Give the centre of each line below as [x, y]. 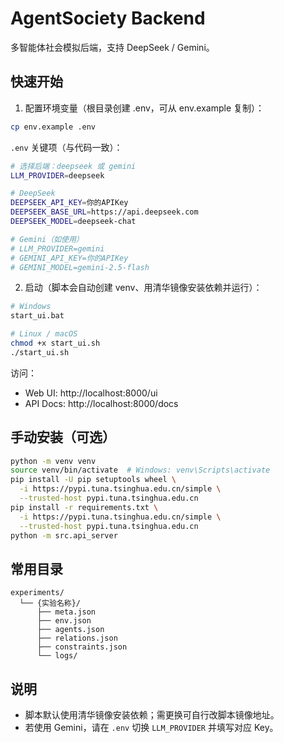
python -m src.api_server [64, 535]
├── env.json [64, 621]
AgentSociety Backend [108, 18]
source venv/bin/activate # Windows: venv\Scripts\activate [140, 470]
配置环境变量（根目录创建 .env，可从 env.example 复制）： [144, 108]
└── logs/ [57, 656]
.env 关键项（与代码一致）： [66, 147]
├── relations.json [77, 638]
